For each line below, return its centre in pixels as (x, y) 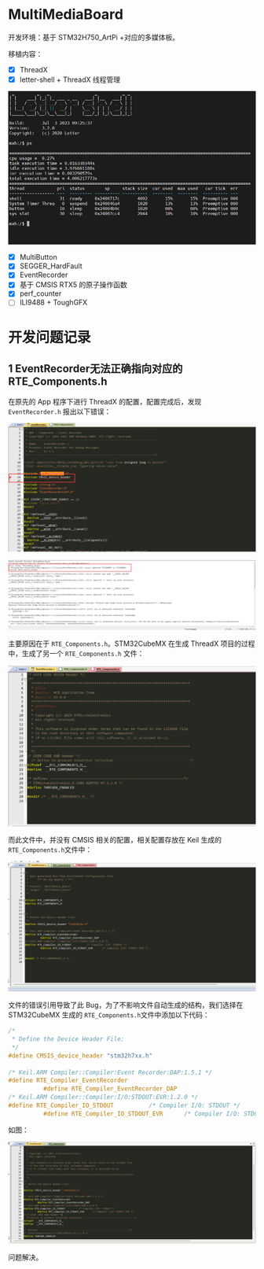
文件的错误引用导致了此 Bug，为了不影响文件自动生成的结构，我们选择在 (126, 1005)
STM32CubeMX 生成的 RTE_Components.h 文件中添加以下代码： (109, 1015)
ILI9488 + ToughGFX (53, 302)
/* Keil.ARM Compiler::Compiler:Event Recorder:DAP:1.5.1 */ (110, 1072)
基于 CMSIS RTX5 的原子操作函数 (73, 285)
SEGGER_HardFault (51, 266)
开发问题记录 (50, 337)
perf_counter (40, 293)
